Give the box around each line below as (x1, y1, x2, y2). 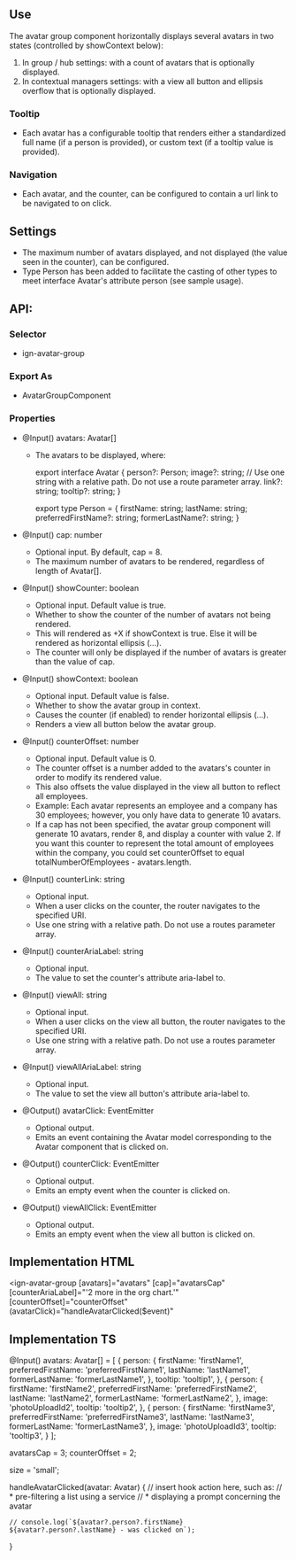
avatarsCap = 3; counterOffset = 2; (9, 1447, 137, 1458)
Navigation (9, 168, 57, 181)
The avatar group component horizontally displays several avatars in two (9, 30, 275, 41)
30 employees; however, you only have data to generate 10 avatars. (34, 810, 281, 820)
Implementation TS (9, 1331, 117, 1347)
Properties (9, 412, 56, 424)
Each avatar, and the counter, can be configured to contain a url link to (21, 189, 278, 199)
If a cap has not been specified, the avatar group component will (34, 819, 271, 829)
